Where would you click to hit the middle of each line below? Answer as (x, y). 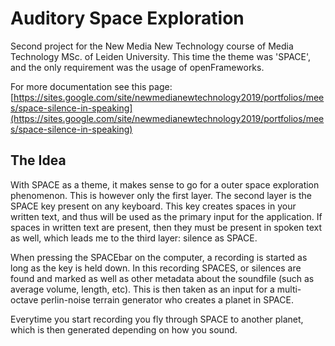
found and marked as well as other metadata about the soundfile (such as (162, 278)
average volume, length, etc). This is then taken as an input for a (142, 289)
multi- (289, 289)
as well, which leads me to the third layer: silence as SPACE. (134, 238)
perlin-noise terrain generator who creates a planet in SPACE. (167, 299)
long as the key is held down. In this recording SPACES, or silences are (156, 268)
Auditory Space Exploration (127, 18)
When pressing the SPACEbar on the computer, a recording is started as (159, 257)
